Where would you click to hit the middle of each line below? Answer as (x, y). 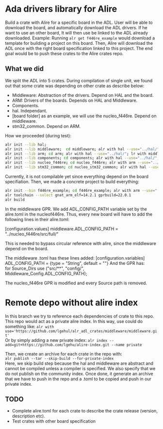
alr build (15, 200)
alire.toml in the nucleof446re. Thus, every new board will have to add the (79, 214)
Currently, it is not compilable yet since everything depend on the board (77, 177)
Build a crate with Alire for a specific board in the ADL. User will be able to (79, 22)
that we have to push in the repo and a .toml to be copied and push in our (78, 379)
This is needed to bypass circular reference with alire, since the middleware (81, 243)
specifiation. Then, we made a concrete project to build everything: (72, 182)
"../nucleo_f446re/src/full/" (32, 234)
